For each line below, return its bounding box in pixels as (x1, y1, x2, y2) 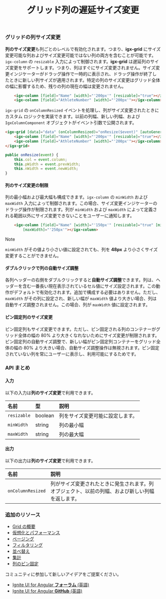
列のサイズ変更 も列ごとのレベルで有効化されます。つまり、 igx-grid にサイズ (5, 46, 161, 52)
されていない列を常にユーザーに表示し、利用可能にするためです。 (5, 351, 139, 357)
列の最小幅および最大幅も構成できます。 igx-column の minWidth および (5, 194, 148, 200)
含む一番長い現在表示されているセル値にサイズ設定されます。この (22, 283, 156, 289)
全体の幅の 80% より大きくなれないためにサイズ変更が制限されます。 (18, 332, 160, 338)
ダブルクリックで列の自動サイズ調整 (5, 265, 79, 271)
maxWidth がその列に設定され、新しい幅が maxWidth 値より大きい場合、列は (5, 296, 157, 302)
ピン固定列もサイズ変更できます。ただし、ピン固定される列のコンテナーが (5, 326, 157, 332)
